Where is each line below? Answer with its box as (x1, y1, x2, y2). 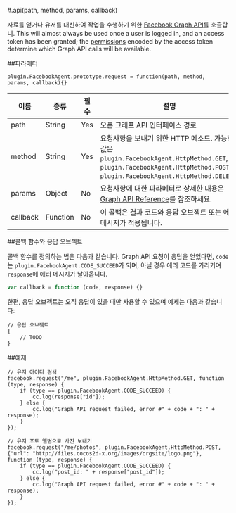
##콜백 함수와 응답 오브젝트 (7, 237, 83, 246)
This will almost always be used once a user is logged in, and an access (16, 30, 225, 37)
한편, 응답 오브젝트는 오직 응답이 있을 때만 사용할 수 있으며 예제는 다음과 (7, 297, 204, 305)
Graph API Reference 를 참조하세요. (100, 194, 212, 203)
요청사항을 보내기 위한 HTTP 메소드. (100, 134, 213, 143)
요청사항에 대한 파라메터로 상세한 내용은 (100, 184, 225, 193)
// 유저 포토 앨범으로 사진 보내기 (7, 438, 93, 445)
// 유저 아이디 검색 (7, 369, 58, 376)
